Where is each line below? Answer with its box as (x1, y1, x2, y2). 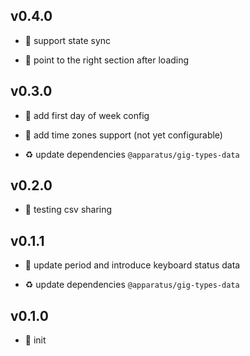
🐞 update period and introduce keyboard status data (24, 259, 241, 271)
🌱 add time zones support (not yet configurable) (24, 129, 223, 141)
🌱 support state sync (24, 34, 112, 46)
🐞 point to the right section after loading (24, 54, 190, 66)
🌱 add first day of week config (24, 109, 150, 121)
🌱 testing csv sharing (24, 204, 113, 216)
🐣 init (24, 334, 47, 346)
